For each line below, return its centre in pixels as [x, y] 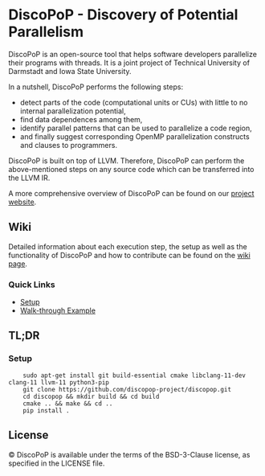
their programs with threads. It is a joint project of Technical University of [129, 63]
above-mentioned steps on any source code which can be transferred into [131, 169]
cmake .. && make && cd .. [68, 404]
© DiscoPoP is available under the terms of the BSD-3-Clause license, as [129, 454]
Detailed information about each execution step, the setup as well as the [128, 246]
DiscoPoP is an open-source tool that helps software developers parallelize [132, 54]
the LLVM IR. [29, 178]
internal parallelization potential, [73, 111]
